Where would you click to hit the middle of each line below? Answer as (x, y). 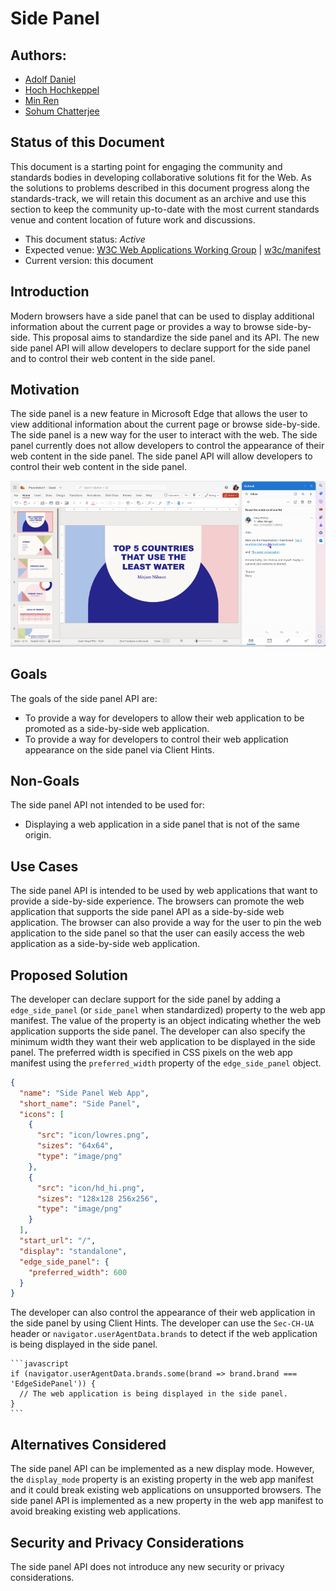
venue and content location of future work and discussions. (133, 219)
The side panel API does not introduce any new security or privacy (147, 1566)
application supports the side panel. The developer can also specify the (158, 1031)
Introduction (50, 292)
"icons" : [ (42, 1114)
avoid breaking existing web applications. (95, 1511)
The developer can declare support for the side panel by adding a (146, 999)
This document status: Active (85, 239)
